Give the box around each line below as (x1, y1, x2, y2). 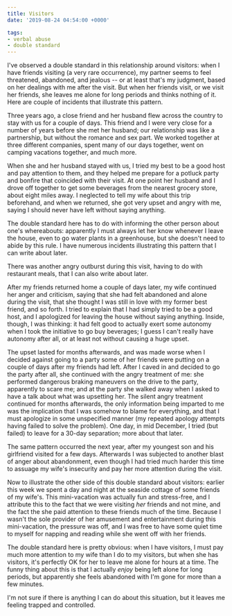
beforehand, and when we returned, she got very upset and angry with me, (7, 198, 222, 207)
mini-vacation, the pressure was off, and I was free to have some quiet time (7, 522, 223, 531)
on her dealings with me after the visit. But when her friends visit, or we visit (7, 83, 224, 92)
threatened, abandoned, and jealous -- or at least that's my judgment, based (7, 76, 226, 84)
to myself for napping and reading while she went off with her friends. (7, 530, 206, 538)
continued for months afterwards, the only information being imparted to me (7, 400, 225, 408)
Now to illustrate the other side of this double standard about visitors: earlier (7, 478, 225, 486)
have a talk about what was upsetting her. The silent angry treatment (7, 393, 204, 401)
